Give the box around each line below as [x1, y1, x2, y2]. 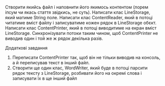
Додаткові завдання [5, 45, 48, 51]
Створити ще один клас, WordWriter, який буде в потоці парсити [12, 65, 148, 71]
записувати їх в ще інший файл [12, 76, 77, 81]
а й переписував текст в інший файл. [12, 60, 90, 65]
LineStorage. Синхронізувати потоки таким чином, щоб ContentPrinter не [5, 30, 159, 36]
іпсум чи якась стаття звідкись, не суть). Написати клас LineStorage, [5, 9, 151, 15]
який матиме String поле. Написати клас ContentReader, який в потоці [5, 15, 153, 20]
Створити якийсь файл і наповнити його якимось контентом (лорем [5, 4, 149, 10]
